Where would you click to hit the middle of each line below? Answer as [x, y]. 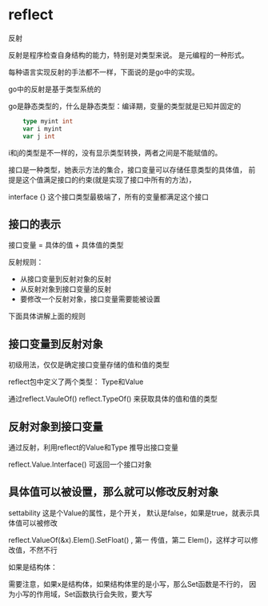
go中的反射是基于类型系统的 [55, 89]
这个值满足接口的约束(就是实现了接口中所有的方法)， [109, 180]
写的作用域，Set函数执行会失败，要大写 [87, 594]
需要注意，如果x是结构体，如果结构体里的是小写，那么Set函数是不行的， [128, 584]
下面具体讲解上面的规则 [47, 316]
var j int [39, 136]
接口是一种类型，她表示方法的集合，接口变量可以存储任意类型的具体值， [127, 169]
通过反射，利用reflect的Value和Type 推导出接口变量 [93, 447]
